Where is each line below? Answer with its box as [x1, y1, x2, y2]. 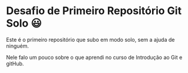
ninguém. [6, 42, 29, 49]
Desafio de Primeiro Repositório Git [6, 4, 182, 18]
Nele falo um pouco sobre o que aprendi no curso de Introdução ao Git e [6, 54, 183, 61]
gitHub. [6, 60, 24, 67]
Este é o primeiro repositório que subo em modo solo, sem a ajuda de [6, 36, 175, 43]
